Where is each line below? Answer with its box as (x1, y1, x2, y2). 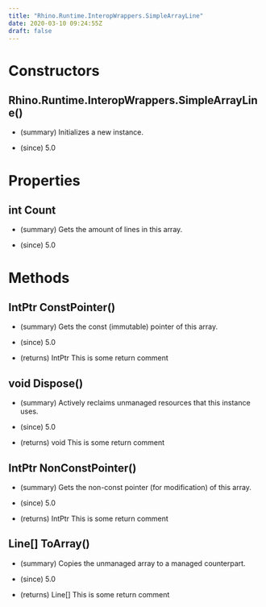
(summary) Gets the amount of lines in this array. (19, 225, 183, 235)
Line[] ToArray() (8, 537, 90, 551)
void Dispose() (8, 376, 83, 390)
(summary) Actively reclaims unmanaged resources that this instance (19, 398, 251, 408)
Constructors (8, 61, 100, 80)
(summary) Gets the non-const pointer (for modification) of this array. (19, 483, 252, 492)
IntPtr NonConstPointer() (8, 461, 137, 475)
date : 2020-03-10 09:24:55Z (8, 19, 103, 27)
